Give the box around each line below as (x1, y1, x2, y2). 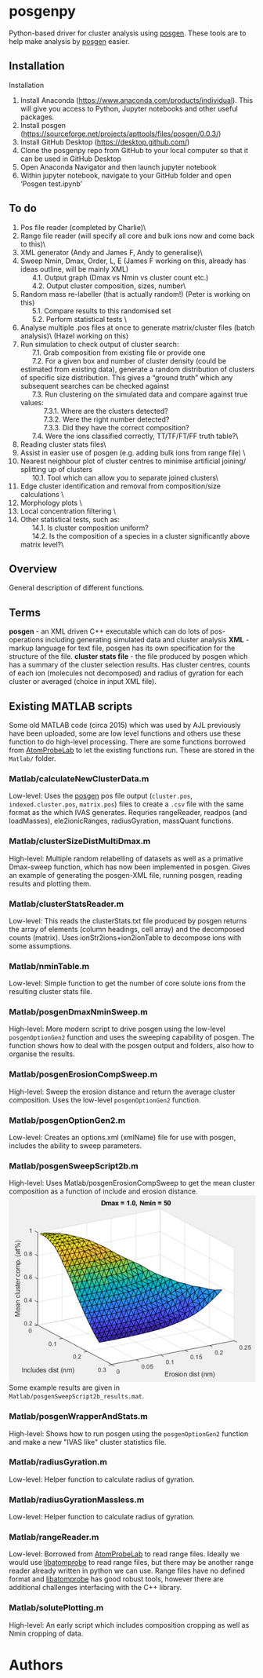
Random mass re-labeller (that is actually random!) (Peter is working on (20, 289, 250, 298)
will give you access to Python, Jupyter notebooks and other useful (20, 104, 238, 113)
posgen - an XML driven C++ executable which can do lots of (9, 627, 209, 636)
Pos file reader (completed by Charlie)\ (20, 222, 146, 232)
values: (20, 397, 44, 407)
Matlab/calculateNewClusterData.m (9, 773, 150, 784)
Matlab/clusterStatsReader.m (9, 898, 124, 909)
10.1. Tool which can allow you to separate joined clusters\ (31, 473, 218, 482)
